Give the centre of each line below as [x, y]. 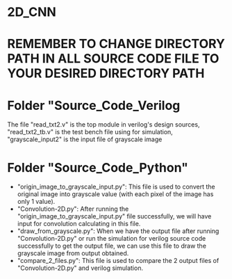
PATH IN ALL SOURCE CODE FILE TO [113, 59]
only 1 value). [36, 202]
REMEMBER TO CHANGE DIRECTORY [116, 44]
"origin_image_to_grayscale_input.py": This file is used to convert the [116, 187]
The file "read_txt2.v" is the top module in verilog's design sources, [103, 125]
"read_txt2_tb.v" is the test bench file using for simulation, [90, 132]
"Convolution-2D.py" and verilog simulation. [80, 268]
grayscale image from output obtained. [73, 253]
